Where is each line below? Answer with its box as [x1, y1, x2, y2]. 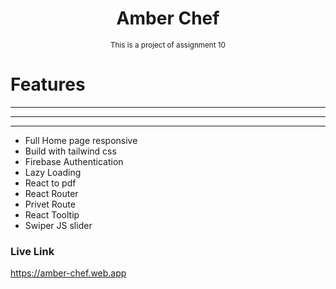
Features [10, 73, 86, 96]
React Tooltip [24, 208, 80, 221]
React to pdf [24, 177, 77, 189]
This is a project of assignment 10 [110, 40, 226, 50]
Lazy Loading [24, 166, 82, 178]
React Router [24, 187, 79, 199]
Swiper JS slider [24, 219, 93, 231]
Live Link [10, 244, 55, 258]
